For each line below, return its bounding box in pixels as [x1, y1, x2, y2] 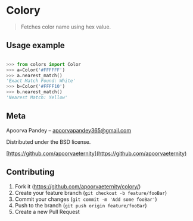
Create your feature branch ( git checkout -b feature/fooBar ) [14, 189, 167, 196]
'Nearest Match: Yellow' [6, 94, 68, 100]
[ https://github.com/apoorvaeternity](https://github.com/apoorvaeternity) [6, 150, 187, 157]
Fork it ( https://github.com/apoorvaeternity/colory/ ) [14, 182, 141, 190]
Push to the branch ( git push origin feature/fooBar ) [14, 201, 147, 209]
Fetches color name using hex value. [20, 23, 111, 30]
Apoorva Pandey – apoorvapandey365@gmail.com [6, 127, 132, 134]
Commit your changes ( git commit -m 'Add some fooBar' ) [14, 195, 157, 203]
